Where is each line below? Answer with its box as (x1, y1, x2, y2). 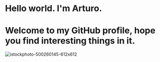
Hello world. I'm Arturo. (5, 3, 102, 14)
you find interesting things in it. (5, 35, 136, 46)
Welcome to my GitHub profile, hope (5, 25, 156, 36)
